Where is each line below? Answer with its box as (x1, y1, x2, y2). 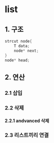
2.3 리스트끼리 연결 (5, 132, 49, 139)
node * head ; (5, 57, 30, 63)
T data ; (14, 43, 30, 49)
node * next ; (14, 48, 39, 53)
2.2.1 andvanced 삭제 (5, 118, 49, 124)
